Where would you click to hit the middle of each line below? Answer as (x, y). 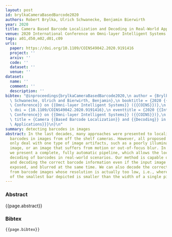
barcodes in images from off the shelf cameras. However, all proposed (88, 139)
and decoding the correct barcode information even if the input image (88, 162)
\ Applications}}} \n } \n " (36, 124)
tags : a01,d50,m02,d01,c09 (34, 39)
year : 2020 (17, 24)
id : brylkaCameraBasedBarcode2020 (42, 15)
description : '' (27, 91)
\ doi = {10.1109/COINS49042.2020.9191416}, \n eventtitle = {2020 (82, 110)
